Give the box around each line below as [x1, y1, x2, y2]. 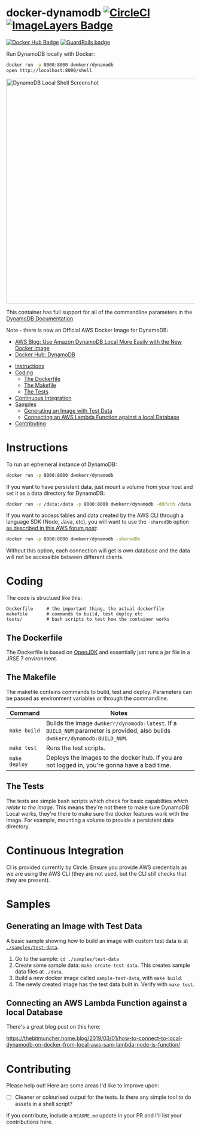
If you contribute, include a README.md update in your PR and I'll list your [6, 1112, 182, 1119]
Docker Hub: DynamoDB [14, 351, 76, 358]
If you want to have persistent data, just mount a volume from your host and [6, 483, 193, 490]
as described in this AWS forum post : [6, 525, 98, 532]
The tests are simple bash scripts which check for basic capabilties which [6, 797, 188, 804]
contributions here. [6, 1119, 53, 1126]
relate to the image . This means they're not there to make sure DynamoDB [6, 804, 190, 811]
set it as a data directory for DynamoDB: [6, 489, 105, 497]
